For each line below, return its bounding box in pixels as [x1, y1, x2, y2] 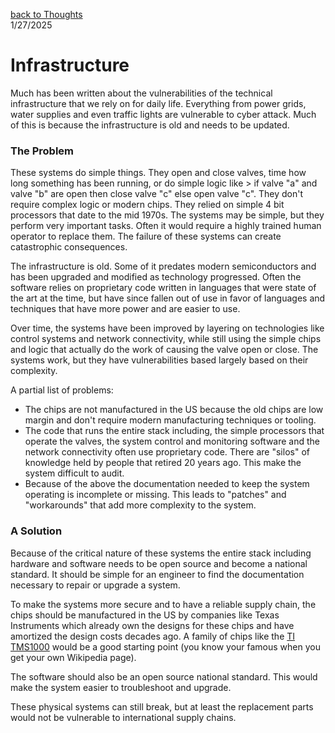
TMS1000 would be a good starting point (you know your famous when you [10, 640, 321, 653]
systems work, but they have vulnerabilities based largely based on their [10, 354, 309, 366]
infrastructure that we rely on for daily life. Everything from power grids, [10, 97, 307, 109]
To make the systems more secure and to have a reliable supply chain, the [10, 598, 317, 610]
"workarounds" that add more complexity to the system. [24, 499, 257, 511]
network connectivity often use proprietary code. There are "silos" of [24, 446, 310, 458]
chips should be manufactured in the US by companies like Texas [10, 609, 280, 621]
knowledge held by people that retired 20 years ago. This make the [24, 457, 302, 469]
